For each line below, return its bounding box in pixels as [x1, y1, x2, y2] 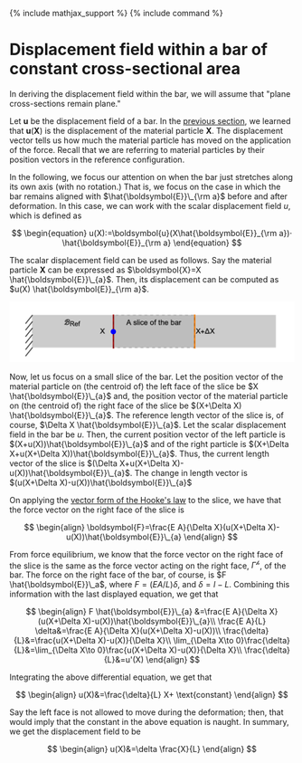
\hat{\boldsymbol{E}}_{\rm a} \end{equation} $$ [61, 237, 242, 248]
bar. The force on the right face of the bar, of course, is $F [9, 569, 227, 580]
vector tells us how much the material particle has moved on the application [9, 135, 291, 146]
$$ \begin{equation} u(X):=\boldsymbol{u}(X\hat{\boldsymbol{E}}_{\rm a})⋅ [11, 227, 293, 238]
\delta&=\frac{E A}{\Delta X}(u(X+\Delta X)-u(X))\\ [34, 625, 222, 636]
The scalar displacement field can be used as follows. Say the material [9, 254, 272, 265]
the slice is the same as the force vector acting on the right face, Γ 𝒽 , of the [9, 558, 287, 571]
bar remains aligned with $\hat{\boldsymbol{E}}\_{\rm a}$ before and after [9, 190, 288, 202]
